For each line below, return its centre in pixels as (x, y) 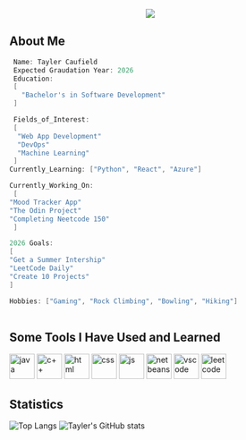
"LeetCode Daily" (42, 268)
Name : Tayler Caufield (55, 62)
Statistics (37, 404)
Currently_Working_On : (51, 186)
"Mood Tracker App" (46, 202)
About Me (37, 42)
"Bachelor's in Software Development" (93, 95)
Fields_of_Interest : (51, 120)
